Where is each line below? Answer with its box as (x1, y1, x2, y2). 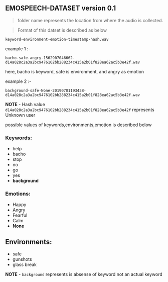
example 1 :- (5, 45, 31, 52)
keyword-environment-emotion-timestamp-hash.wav (5, 37, 109, 42)
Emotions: (5, 191, 31, 198)
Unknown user (5, 112, 36, 118)
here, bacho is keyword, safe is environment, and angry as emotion (5, 68, 144, 74)
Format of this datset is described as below (17, 27, 107, 33)
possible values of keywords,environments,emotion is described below (5, 122, 152, 128)
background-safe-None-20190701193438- (5, 88, 86, 93)
